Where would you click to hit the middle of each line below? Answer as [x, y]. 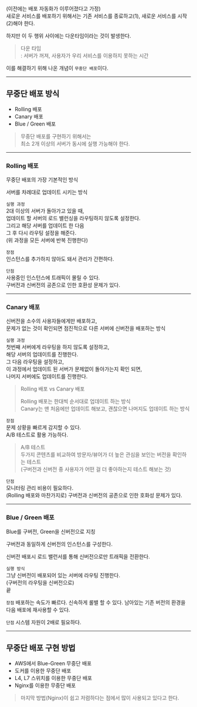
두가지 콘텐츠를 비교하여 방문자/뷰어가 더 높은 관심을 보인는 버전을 [96, 455]
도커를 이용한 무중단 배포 [43, 671]
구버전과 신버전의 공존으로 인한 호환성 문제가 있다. [63, 285]
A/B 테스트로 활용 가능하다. [37, 435]
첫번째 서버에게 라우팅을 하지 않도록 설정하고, [58, 347]
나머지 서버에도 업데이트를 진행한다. [47, 376]
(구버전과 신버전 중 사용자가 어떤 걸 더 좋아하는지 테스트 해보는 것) [96, 469]
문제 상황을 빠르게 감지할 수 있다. [44, 427]
